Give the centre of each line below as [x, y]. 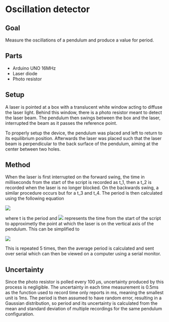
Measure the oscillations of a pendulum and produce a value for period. [80, 40]
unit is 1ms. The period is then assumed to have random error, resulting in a [83, 298]
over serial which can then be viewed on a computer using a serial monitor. [83, 254]
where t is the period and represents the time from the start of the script [83, 218]
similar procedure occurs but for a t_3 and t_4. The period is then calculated [84, 193]
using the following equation [35, 199]
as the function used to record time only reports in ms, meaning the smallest [84, 293]
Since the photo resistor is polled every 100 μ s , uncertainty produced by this [84, 282]
